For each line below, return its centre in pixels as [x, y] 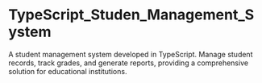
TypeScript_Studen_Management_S [131, 15]
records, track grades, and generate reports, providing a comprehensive [128, 63]
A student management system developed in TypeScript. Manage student [131, 54]
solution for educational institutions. [68, 71]
